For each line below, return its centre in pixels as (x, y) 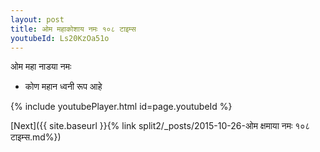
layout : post (37, 19)
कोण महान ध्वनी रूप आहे (63, 87)
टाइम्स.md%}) (36, 137)
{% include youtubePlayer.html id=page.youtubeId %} (121, 107)
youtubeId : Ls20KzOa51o (60, 38)
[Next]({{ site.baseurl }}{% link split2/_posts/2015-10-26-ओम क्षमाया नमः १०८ (160, 126)
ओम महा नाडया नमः (41, 67)
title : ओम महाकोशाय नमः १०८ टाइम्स (73, 29)
